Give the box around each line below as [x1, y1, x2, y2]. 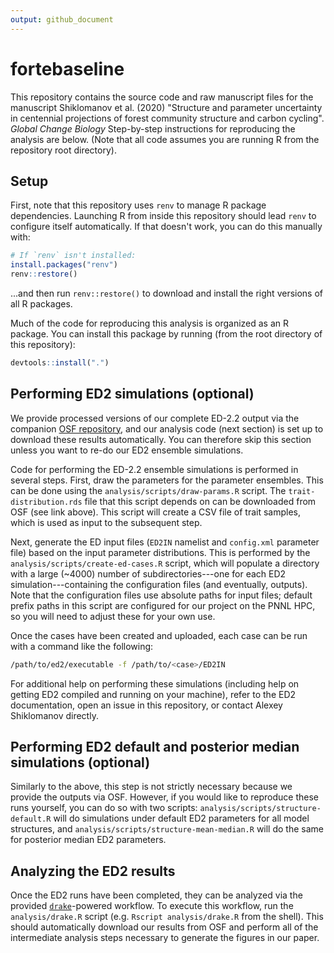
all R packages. [10, 298, 73, 310]
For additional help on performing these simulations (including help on [10, 677, 300, 690]
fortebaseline [10, 57, 125, 80]
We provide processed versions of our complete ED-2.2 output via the [10, 412, 300, 424]
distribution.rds [10, 497, 83, 507]
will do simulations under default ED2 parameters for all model [53, 812, 310, 825]
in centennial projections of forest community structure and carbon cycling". [10, 112, 325, 124]
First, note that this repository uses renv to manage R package [10, 199, 267, 211]
